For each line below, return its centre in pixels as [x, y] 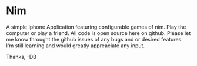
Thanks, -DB [21, 57]
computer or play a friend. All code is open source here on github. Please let [98, 33]
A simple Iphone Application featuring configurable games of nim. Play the [96, 27]
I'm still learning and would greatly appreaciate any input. [76, 46]
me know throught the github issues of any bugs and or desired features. [95, 39]
